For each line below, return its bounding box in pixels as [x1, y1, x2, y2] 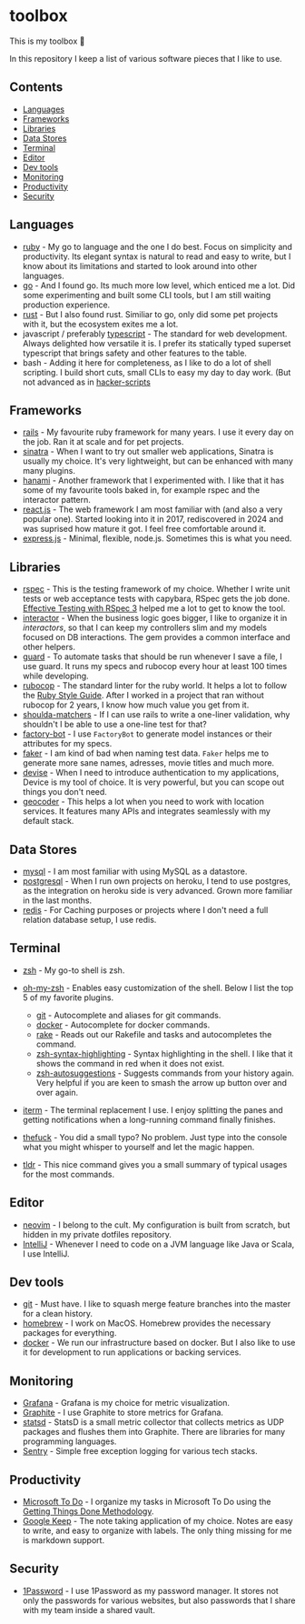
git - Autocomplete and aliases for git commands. [35, 1009, 221, 1020]
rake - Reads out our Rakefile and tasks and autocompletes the [35, 1028, 272, 1039]
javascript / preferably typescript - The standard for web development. [22, 328, 288, 339]
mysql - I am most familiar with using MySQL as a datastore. [22, 866, 248, 877]
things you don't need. [22, 787, 107, 797]
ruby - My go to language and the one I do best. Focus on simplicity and [22, 241, 293, 252]
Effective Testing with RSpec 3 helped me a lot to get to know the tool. [22, 603, 286, 614]
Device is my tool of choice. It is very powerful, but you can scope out [22, 777, 285, 787]
